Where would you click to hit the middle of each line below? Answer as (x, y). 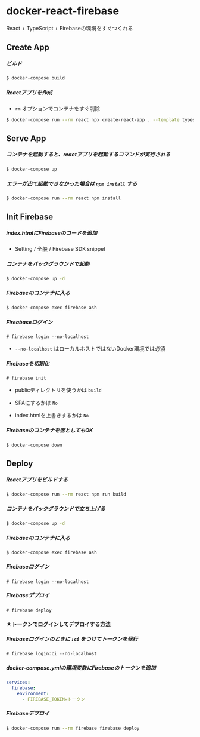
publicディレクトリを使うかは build (58, 390)
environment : (33, 694)
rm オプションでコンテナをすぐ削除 (57, 109)
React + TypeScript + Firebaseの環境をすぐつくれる (70, 28)
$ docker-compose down (34, 445)
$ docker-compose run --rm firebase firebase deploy (73, 728)
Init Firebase (30, 217)
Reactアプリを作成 (29, 92)
